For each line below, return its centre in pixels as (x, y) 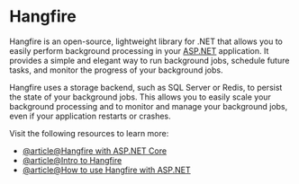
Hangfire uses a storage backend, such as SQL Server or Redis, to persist (146, 87)
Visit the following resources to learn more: (89, 133)
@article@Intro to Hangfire (72, 160)
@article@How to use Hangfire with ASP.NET (106, 170)
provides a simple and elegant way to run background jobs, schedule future (149, 60)
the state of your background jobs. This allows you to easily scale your (140, 97)
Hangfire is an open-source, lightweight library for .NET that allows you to (146, 41)
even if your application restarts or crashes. (90, 116)
